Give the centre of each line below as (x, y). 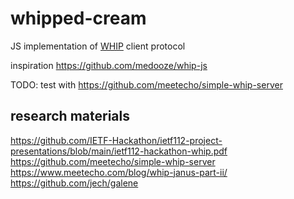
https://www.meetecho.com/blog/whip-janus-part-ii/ (119, 172)
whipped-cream (78, 18)
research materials (70, 116)
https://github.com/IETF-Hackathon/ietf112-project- (116, 140)
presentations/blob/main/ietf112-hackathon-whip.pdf (119, 151)
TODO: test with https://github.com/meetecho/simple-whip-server (146, 84)
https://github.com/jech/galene (74, 183)
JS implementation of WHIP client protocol (98, 46)
